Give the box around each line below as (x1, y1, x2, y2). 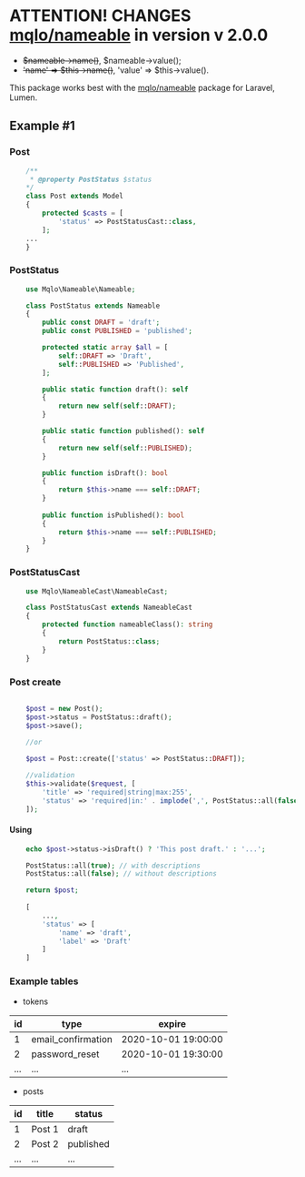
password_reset (31, 1048, 100, 1060)
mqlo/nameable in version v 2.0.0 (9, 25, 269, 46)
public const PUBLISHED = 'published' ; (42, 327, 193, 336)
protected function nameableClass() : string (42, 620, 213, 629)
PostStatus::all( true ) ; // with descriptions (25, 861, 202, 870)
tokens (22, 996, 48, 1007)
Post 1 (31, 1122, 59, 1135)
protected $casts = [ (42, 208, 124, 218)
